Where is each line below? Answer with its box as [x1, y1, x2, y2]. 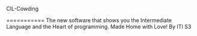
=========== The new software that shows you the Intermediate [6, 17, 172, 23]
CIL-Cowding [6, 5, 39, 12]
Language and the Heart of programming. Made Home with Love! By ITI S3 [6, 23, 192, 30]
